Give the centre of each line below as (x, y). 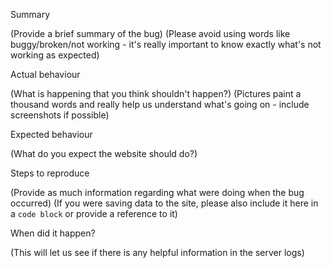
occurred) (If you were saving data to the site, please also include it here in (164, 203)
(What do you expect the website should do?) (104, 153)
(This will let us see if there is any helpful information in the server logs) (157, 252)
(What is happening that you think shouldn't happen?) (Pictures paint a (156, 93)
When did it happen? (53, 233)
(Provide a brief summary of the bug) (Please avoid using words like (150, 33)
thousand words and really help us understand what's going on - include (160, 104)
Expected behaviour (51, 134)
